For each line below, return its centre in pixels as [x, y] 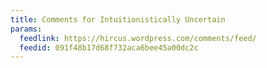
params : [26, 29]
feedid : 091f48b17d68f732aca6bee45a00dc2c [109, 47]
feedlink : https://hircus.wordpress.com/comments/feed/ [138, 38]
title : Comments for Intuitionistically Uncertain [118, 19]
